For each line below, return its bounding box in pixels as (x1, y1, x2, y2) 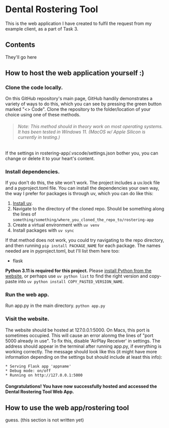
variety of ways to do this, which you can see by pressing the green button (5, 101, 162, 107)
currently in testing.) (17, 134, 60, 140)
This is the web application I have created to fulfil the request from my (5, 20, 152, 26)
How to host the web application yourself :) (5, 69, 145, 77)
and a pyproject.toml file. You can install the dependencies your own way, (5, 185, 160, 191)
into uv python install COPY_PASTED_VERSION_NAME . (18, 278, 124, 284)
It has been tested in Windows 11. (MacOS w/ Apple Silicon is (17, 129, 146, 135)
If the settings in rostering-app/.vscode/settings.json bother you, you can (5, 150, 158, 156)
